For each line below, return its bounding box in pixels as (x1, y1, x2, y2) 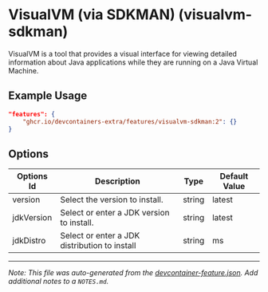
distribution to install (59, 240, 136, 251)
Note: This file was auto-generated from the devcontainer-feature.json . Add (8, 268, 258, 278)
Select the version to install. (59, 194, 164, 205)
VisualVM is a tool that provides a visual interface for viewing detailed (8, 49, 238, 58)
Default (219, 171, 249, 182)
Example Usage (8, 89, 88, 103)
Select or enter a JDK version (59, 207, 170, 219)
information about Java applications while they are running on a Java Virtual (8, 57, 258, 67)
